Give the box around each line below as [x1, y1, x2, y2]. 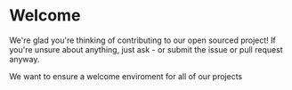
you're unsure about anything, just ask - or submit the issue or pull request [9, 44, 283, 54]
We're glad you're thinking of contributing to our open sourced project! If [9, 35, 276, 45]
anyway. [9, 53, 40, 64]
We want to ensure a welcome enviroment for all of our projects [9, 70, 243, 81]
